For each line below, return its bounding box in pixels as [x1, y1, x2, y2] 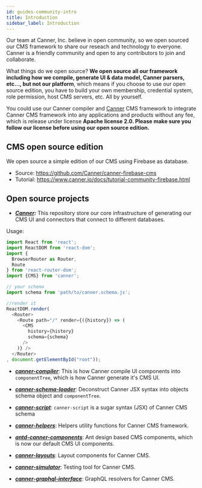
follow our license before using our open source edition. [6, 124, 150, 132]
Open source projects [6, 193, 89, 204]
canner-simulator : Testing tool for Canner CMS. [14, 463, 136, 470]
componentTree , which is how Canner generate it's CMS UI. [14, 374, 160, 381]
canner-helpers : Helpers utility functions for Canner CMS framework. [14, 422, 189, 429]
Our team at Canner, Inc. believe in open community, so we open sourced [6, 37, 189, 44]
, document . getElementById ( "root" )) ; [6, 356, 101, 362]
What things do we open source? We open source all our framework [6, 68, 178, 75]
